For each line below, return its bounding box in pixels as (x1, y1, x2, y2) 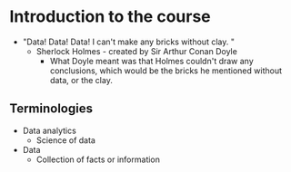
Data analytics (22, 125, 77, 136)
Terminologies (9, 101, 94, 117)
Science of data (35, 134, 95, 146)
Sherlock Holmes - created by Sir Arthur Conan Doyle (35, 45, 238, 56)
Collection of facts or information (35, 154, 161, 165)
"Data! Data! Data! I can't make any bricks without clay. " (22, 36, 235, 47)
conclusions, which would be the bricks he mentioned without (49, 65, 282, 76)
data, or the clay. (49, 74, 114, 85)
